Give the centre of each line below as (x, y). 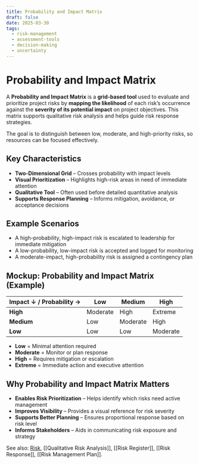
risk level (26, 423)
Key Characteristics (44, 159)
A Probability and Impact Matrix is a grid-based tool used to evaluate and (98, 97)
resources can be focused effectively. (53, 140)
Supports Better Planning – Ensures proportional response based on (99, 417)
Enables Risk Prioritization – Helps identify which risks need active (97, 398)
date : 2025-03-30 (28, 23)
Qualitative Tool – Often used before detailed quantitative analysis (96, 192)
